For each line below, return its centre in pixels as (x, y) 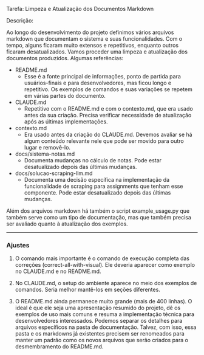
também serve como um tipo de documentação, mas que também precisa (99, 217)
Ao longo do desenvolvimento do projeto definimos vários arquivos (90, 32)
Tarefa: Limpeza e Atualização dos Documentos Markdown (80, 9)
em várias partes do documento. (65, 96)
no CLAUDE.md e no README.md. (58, 271)
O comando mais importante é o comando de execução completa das (102, 258)
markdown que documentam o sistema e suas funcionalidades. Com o (94, 39)
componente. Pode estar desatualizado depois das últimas (97, 193)
